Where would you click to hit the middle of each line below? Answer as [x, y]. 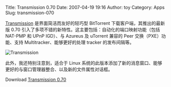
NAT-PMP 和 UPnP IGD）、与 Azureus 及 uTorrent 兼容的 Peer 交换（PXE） [83, 36]
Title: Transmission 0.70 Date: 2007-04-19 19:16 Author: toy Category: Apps [85, 7]
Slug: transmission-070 [30, 13]
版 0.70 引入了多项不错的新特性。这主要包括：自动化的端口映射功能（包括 [83, 30]
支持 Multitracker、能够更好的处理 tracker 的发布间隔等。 [74, 42]
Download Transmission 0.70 [36, 79]
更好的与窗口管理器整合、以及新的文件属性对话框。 [59, 69]
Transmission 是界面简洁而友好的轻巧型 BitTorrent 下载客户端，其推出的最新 [85, 23]
